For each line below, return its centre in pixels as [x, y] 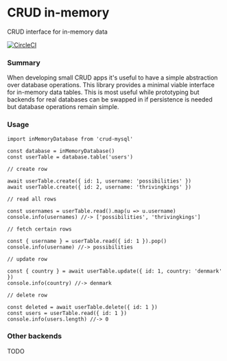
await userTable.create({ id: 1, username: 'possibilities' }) [99, 181]
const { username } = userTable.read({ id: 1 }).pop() [87, 241]
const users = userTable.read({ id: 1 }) [67, 313]
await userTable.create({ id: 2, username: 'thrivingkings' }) [99, 187]
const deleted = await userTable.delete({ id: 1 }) [82, 307]
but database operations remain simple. [63, 107]
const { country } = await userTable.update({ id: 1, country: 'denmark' [115, 271]
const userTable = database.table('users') [70, 157]
